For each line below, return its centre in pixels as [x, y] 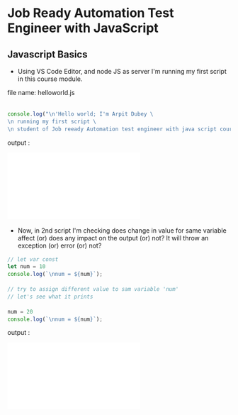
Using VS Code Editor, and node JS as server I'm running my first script [122, 71]
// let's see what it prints [50, 297]
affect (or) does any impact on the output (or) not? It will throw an [113, 238]
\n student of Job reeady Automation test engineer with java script [112, 129]
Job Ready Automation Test [91, 13]
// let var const [33, 259]
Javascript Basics [47, 54]
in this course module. [50, 79]
